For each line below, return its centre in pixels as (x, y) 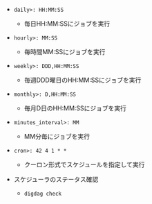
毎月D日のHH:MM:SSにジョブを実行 (75, 108)
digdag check (43, 194)
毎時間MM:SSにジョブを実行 (65, 52)
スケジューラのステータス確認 (56, 179)
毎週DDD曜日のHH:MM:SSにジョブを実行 (83, 80)
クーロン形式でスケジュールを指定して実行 (84, 164)
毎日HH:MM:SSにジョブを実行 (67, 24)
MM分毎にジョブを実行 (57, 136)
